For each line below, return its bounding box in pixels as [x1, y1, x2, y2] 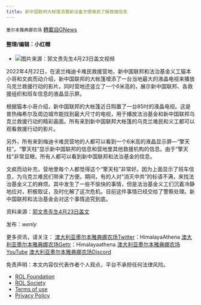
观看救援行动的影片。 [6, 125, 59, 132]
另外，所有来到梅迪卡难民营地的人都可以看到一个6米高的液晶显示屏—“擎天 [6, 138, 190, 145]
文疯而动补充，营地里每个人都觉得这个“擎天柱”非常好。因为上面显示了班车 [6, 165, 190, 172]
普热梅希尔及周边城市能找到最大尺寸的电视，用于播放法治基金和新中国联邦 [6, 110, 190, 117]
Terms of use [14, 285, 48, 292]
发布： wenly [6, 220, 37, 227]
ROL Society [14, 279, 46, 286]
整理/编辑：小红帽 [6, 41, 51, 48]
